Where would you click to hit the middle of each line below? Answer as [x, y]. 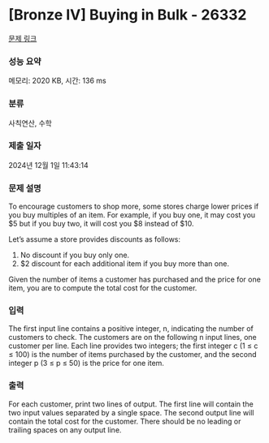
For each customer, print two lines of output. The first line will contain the [131, 404]
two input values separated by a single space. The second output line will [131, 412]
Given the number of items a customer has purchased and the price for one [135, 280]
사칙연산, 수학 [30, 123]
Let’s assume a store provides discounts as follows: [95, 239]
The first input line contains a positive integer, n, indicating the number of [131, 329]
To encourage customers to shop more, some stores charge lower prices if [134, 206]
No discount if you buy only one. [75, 255]
